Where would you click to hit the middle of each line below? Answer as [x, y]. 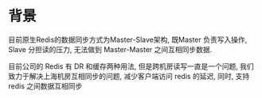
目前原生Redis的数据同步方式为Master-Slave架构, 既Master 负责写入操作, [128, 40]
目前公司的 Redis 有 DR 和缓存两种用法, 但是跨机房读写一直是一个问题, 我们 [131, 66]
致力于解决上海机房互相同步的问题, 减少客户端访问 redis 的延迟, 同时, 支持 [129, 76]
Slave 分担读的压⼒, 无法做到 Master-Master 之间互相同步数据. [110, 49]
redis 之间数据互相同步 [45, 86]
